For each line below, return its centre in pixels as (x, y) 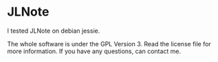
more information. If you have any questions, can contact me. (94, 51)
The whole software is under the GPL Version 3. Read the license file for (109, 44)
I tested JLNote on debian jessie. (54, 31)
